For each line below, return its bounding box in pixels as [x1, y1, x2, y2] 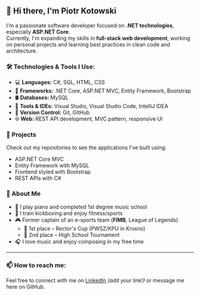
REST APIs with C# [14, 174, 61, 182]
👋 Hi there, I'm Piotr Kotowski [6, 6, 117, 16]
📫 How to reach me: [6, 261, 67, 269]
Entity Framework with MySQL [14, 162, 89, 169]
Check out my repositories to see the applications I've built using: [6, 144, 167, 151]
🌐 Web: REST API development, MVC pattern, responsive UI [14, 115, 162, 122]
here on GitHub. [6, 283, 45, 290]
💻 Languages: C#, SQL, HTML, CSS [14, 79, 105, 86]
